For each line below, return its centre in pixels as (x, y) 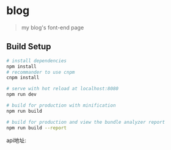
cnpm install (23, 78)
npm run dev (21, 95)
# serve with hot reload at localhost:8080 (63, 89)
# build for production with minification (61, 105)
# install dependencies (37, 61)
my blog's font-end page (53, 27)
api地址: (16, 140)
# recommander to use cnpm (41, 72)
